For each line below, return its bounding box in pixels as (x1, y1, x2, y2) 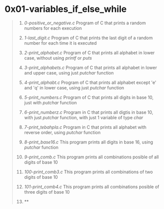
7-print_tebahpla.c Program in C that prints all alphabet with (24, 124, 147, 130)
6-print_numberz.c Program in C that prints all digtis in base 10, (24, 109, 154, 115)
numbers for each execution (24, 25, 82, 31)
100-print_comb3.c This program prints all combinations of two (24, 169, 153, 175)
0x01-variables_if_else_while (4, 3, 127, 15)
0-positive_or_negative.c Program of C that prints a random (24, 20, 146, 26)
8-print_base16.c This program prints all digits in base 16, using (24, 139, 153, 145)
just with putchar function (24, 99, 77, 105)
